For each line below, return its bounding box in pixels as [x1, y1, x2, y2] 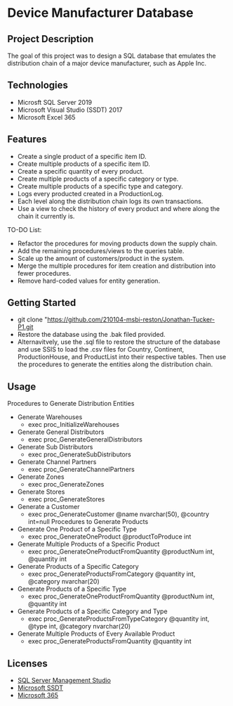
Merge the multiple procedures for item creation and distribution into [17, 262, 216, 270]
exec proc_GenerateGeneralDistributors [27, 435, 142, 444]
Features [7, 134, 47, 146]
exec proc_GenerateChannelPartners [27, 466, 135, 474]
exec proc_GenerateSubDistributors [27, 450, 131, 458]
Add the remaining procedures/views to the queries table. [17, 246, 185, 255]
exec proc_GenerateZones [27, 480, 105, 489]
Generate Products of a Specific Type [17, 585, 127, 593]
